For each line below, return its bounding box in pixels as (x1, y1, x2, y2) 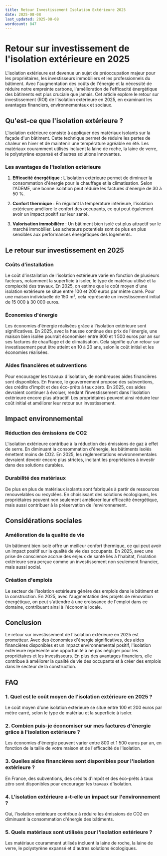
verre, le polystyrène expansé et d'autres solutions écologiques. (5, 845, 137, 851)
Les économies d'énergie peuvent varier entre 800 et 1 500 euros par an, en (5, 740, 162, 746)
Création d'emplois (5, 577, 52, 584)
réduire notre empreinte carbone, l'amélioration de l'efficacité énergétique (5, 86, 158, 92)
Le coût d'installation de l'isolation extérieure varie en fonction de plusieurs (5, 272, 160, 278)
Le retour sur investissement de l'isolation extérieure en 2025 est (5, 632, 139, 638)
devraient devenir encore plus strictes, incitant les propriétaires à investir (5, 457, 155, 463)
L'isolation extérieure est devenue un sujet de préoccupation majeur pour (5, 70, 156, 76)
